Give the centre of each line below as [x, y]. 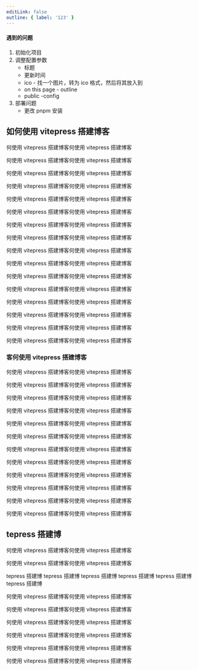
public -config [41, 96]
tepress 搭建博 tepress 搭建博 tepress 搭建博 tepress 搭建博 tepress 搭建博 [99, 575]
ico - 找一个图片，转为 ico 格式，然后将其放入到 [83, 82]
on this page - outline [50, 89]
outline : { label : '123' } [40, 18]
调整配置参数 [31, 60]
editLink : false [27, 12]
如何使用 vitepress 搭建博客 [58, 132]
